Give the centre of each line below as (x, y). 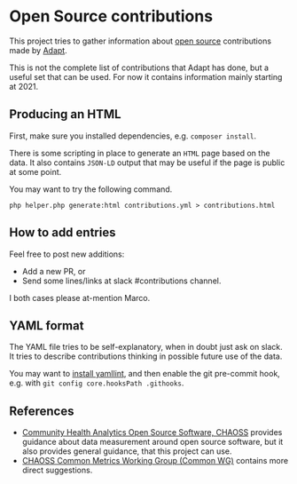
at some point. (35, 171)
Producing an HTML (65, 114)
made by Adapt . (39, 50)
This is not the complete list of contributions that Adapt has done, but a (139, 67)
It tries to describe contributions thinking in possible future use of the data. (146, 356)
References (42, 411)
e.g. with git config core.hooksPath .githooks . (97, 383)
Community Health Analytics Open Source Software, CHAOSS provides (152, 432)
